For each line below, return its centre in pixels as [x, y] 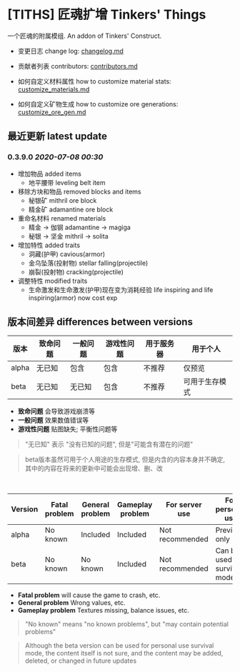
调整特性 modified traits [52, 281]
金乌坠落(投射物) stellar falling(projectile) [88, 263]
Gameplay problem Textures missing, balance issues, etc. [103, 611]
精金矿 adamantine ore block [71, 209]
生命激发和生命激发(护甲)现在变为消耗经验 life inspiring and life [121, 289]
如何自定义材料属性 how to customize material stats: [94, 81]
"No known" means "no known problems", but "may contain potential [126, 624]
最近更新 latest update [57, 136]
